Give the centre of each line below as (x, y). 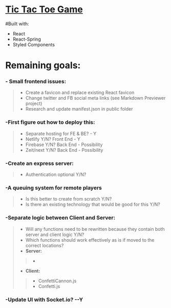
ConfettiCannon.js (57, 281)
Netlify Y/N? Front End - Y (53, 139)
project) (34, 103)
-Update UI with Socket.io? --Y (44, 299)
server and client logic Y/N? (55, 234)
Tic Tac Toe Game (44, 10)
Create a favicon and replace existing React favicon (80, 93)
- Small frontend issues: (36, 82)
